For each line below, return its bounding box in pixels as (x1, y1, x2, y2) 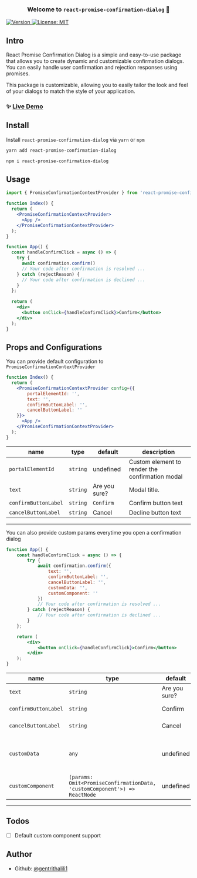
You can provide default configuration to (6, 358, 104, 365)
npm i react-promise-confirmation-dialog (6, 158, 109, 164)
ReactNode (69, 792, 96, 799)
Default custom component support (14, 832, 101, 839)
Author (6, 849, 32, 859)
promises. (6, 70, 30, 77)
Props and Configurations (6, 342, 103, 352)
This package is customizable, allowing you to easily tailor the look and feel (6, 82, 188, 89)
